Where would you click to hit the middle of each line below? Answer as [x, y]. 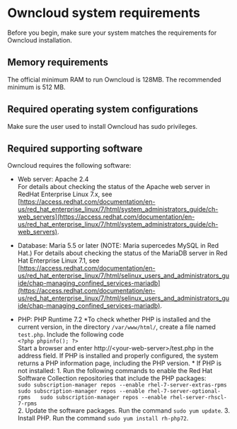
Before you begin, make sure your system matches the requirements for [112, 33]
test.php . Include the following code [71, 335]
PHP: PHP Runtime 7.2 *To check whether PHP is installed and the [114, 319]
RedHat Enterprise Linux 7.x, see [65, 194]
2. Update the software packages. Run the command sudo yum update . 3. [123, 411]
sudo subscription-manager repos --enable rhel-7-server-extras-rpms [122, 385]
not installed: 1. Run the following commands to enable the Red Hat [115, 371]
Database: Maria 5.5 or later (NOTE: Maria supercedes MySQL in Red [118, 246]
